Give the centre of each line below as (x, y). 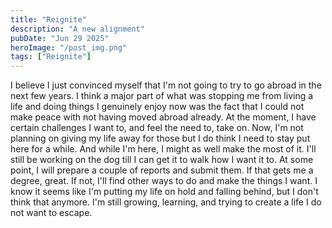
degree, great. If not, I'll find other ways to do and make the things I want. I (164, 181)
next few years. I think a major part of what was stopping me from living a (162, 96)
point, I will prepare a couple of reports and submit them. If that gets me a (162, 170)
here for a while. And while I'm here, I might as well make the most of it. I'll (163, 149)
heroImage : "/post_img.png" (69, 47)
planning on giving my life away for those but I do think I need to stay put (160, 138)
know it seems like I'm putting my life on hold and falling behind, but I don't (164, 192)
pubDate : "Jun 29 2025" (60, 38)
